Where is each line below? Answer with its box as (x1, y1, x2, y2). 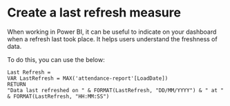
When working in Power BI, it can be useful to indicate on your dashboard (7, 28, 217, 36)
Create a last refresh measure (7, 5, 182, 21)
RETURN (7, 81, 26, 87)
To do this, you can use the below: (7, 55, 105, 63)
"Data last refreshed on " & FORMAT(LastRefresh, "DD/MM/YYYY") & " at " (7, 87, 224, 94)
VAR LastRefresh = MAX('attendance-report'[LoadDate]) (7, 74, 169, 82)
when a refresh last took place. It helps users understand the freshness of (7, 34, 218, 43)
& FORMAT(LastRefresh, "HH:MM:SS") (7, 93, 110, 100)
